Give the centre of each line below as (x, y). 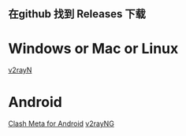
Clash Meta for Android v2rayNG (61, 123)
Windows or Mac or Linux (93, 48)
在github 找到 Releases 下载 (77, 14)
